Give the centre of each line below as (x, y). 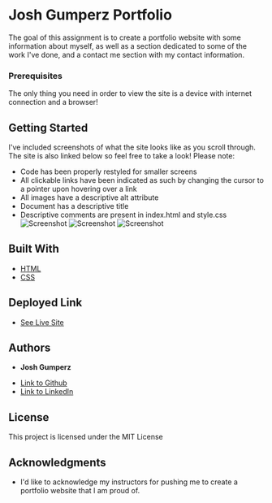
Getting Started (48, 128)
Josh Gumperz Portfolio (91, 15)
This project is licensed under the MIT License (86, 437)
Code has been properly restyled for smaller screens (108, 171)
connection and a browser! (54, 102)
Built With (34, 249)
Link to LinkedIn (47, 392)
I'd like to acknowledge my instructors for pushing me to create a (129, 482)
